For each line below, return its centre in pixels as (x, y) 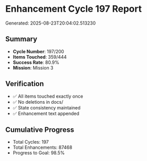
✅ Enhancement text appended (46, 113)
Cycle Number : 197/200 (38, 51)
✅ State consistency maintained (47, 107)
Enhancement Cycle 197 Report (74, 9)
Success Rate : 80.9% (36, 62)
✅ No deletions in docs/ (38, 102)
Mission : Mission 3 (33, 67)
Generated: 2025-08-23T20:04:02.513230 (51, 23)
